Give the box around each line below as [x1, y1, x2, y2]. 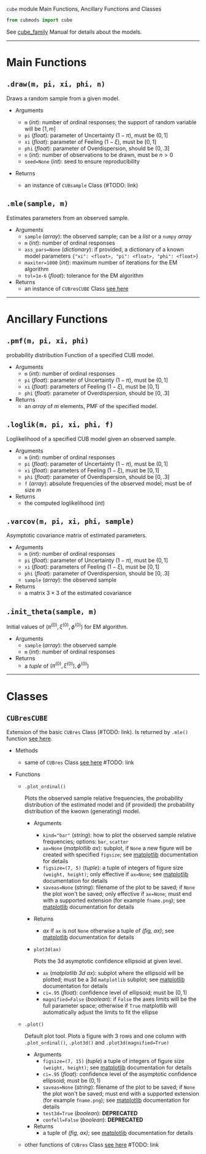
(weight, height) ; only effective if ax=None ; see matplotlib [42, 871, 189, 878]
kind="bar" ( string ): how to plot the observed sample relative [42, 831, 197, 839]
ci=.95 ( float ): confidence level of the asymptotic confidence [42, 1070, 197, 1078]
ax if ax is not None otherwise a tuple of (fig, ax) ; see [42, 927, 175, 935]
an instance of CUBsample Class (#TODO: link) [24, 181, 139, 189]
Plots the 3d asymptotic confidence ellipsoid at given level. [33, 957, 183, 965]
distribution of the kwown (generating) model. [24, 808, 140, 815]
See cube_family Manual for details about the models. [6, 28, 142, 36]
